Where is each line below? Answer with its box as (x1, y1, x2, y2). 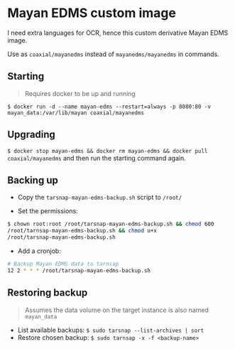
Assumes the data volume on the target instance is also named (24, 306, 209, 314)
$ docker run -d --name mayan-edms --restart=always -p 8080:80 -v (7, 103, 212, 110)
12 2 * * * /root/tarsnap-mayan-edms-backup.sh (7, 267, 151, 274)
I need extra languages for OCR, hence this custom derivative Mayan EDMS (7, 28, 229, 37)
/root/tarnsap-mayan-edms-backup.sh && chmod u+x (7, 227, 158, 235)
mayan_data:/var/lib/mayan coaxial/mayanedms (7, 109, 144, 117)
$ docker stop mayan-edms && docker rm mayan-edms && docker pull (7, 147, 208, 154)
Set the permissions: (17, 207, 78, 215)
